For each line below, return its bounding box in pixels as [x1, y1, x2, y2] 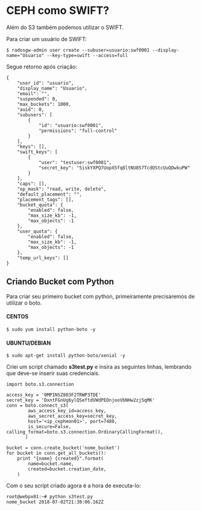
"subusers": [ [17, 111, 53, 118]
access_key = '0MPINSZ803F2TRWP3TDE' [6, 392, 101, 398]
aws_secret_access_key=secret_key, [28, 413, 118, 420]
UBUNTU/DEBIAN [6, 339, 51, 346]
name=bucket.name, [28, 461, 74, 467]
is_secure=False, [28, 424, 71, 430]
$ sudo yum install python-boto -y [6, 326, 96, 332]
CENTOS [6, 313, 29, 320]
